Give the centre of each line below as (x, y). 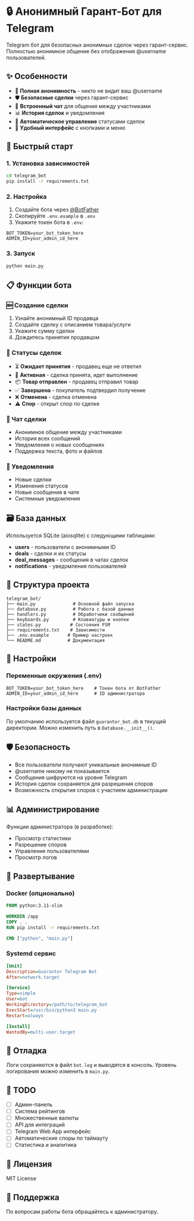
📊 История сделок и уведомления (60, 113)
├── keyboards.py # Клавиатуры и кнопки (68, 619)
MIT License (21, 1179)
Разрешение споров (41, 845)
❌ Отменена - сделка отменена (56, 397)
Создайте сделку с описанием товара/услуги (73, 325)
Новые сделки (33, 480)
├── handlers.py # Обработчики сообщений (70, 614)
